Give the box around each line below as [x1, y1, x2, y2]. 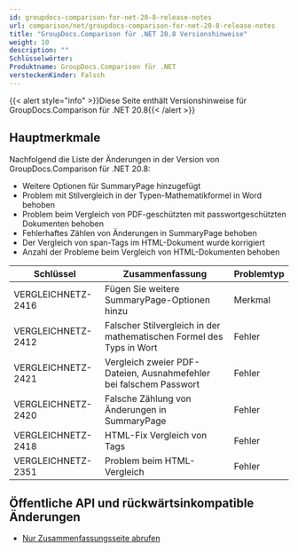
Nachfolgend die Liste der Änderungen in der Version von [9, 154, 220, 164]
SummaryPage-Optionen [105, 294, 211, 306]
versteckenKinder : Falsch [9, 71, 105, 80]
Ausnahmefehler [141, 367, 211, 379]
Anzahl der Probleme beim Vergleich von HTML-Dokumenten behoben [21, 246, 280, 257]
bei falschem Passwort [105, 378, 200, 390]
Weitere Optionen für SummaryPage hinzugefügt [21, 180, 201, 191]
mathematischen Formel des [105, 330, 223, 343]
